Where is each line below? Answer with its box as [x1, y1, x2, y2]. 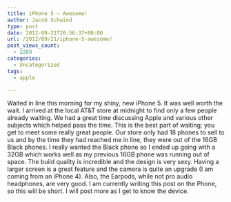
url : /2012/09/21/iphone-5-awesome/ [7, 36, 112, 43]
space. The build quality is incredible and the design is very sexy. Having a [7, 158, 219, 166]
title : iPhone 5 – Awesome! [7, 10, 88, 17]
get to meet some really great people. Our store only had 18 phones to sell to [7, 128, 225, 137]
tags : [7, 68, 23, 74]
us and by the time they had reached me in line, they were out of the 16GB [7, 136, 217, 144]
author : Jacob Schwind [7, 17, 72, 23]
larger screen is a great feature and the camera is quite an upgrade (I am [7, 165, 214, 173]
